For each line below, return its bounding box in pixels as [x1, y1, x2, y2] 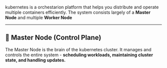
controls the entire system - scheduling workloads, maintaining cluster [5, 52, 153, 58]
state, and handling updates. [5, 57, 66, 63]
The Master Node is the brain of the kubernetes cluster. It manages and [5, 46, 152, 52]
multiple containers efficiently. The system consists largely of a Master [5, 9, 151, 15]
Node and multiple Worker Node [5, 15, 73, 20]
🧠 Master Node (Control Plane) [5, 34, 101, 42]
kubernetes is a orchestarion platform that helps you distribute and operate [5, 4, 159, 10]
